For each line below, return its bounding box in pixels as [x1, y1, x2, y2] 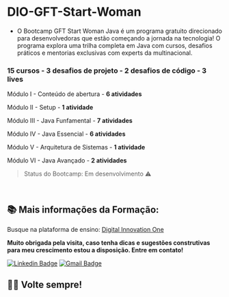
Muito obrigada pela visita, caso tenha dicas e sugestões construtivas [7, 239, 211, 247]
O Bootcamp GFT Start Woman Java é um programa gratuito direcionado [16, 27, 222, 35]
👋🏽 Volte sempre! [7, 279, 83, 291]
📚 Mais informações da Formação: [7, 204, 159, 215]
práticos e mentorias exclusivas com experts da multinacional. [16, 49, 193, 57]
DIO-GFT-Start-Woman [7, 4, 142, 20]
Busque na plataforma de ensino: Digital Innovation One [7, 226, 164, 234]
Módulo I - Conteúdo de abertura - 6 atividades [7, 90, 142, 98]
